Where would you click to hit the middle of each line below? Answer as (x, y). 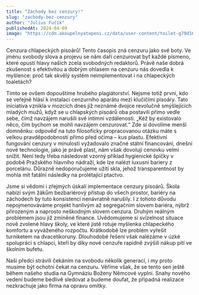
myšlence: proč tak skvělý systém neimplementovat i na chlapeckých (91, 76)
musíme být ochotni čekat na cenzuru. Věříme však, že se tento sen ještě (95, 267)
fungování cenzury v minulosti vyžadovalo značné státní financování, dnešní (99, 144)
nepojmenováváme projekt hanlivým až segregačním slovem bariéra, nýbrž (98, 205)
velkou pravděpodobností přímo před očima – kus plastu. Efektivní (87, 137)
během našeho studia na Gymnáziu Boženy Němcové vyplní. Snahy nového (98, 273)
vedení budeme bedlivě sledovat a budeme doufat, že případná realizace (95, 280)
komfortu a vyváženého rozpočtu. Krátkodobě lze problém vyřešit (86, 231)
